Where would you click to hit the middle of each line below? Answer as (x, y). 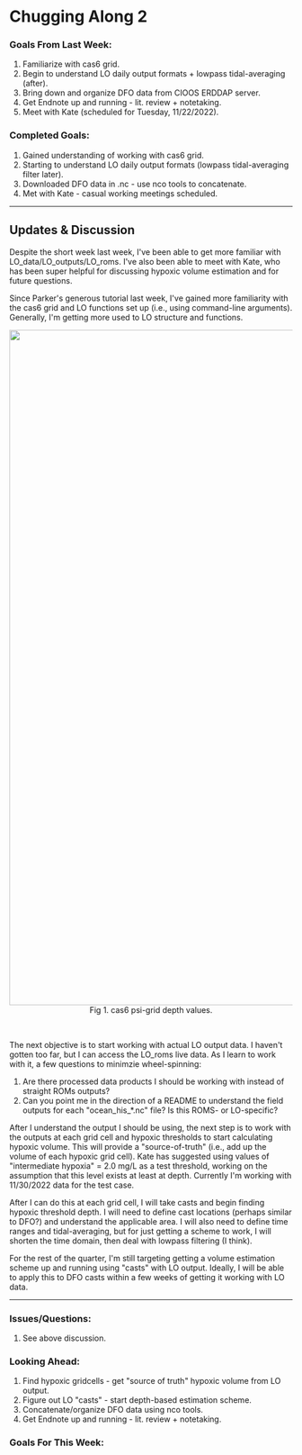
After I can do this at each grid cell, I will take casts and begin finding (137, 1202)
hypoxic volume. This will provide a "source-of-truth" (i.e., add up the (138, 1146)
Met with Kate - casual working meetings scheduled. (120, 193)
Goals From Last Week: (61, 45)
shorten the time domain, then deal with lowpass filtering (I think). (131, 1241)
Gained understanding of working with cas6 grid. (113, 155)
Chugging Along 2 (79, 17)
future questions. (41, 280)
